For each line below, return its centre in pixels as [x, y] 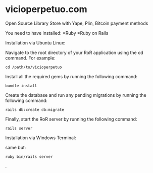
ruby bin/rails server [29, 157]
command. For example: [30, 58]
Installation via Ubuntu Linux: [35, 43]
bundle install [21, 86]
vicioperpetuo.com [46, 9]
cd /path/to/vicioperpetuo [34, 67]
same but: [16, 147]
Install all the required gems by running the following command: [71, 76]
